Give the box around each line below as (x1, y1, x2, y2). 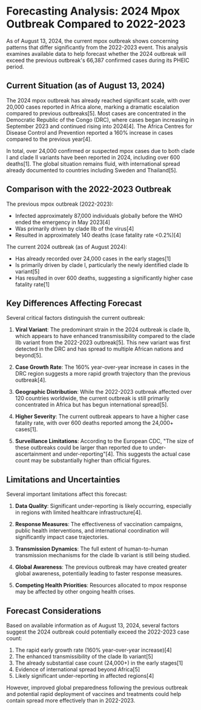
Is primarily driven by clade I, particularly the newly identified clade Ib (15, 261, 189, 268)
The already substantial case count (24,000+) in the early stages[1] (15, 660, 183, 666)
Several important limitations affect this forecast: (6, 490, 128, 498)
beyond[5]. (15, 352, 43, 359)
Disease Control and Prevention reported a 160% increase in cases (6, 129, 174, 136)
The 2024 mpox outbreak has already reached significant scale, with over (6, 96, 191, 104)
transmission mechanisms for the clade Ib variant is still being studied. (15, 552, 191, 559)
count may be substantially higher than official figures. (15, 457, 151, 464)
